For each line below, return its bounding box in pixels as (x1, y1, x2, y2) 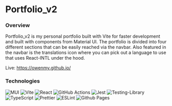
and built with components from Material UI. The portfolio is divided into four (5, 39, 167, 45)
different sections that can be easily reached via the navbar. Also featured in (5, 44, 166, 50)
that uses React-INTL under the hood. (5, 55, 85, 61)
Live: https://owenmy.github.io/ (5, 65, 71, 71)
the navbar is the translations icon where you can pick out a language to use (5, 49, 166, 56)
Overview (5, 22, 30, 29)
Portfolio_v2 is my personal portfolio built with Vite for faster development (5, 33, 160, 39)
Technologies (5, 77, 40, 85)
